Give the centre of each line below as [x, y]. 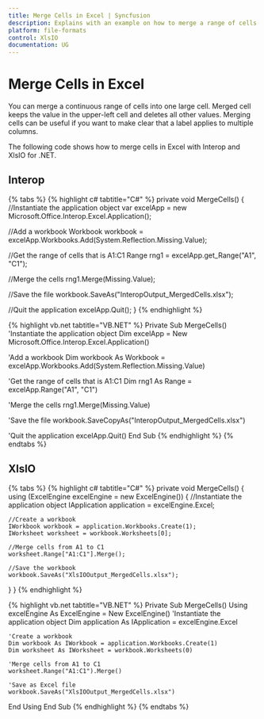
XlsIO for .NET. [33, 155]
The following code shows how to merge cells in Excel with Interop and [124, 147]
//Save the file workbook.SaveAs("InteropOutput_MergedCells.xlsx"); [121, 294]
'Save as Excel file [42, 685]
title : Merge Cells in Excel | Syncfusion [79, 15]
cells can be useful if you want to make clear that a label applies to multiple [131, 123]
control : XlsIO [33, 38]
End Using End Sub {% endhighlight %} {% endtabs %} [99, 706]
